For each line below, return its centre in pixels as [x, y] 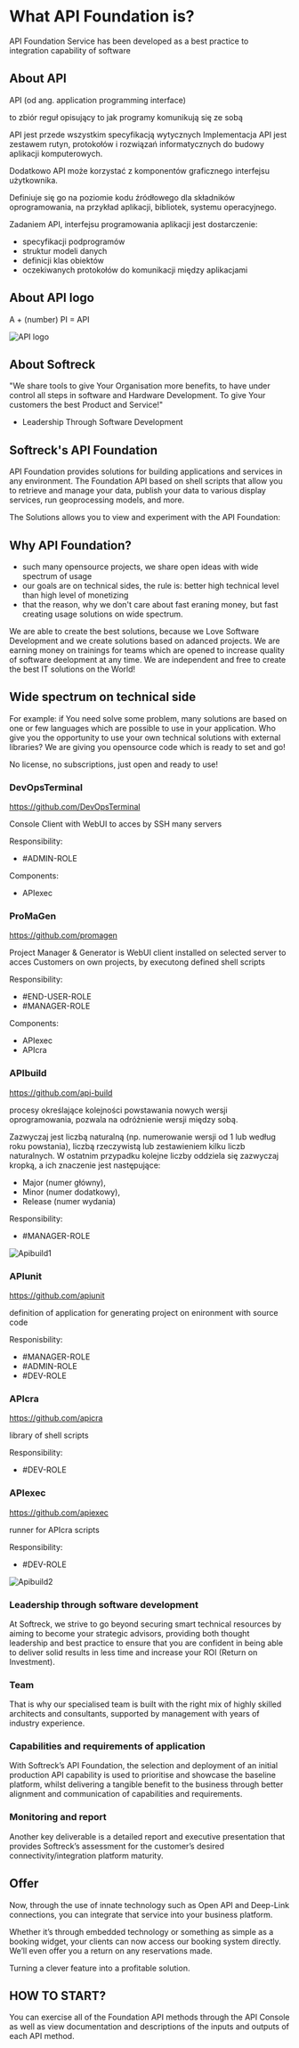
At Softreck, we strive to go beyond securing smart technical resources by [145, 1624]
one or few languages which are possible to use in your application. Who [142, 728]
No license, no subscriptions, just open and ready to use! [114, 764]
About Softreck [53, 364]
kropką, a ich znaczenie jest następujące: [85, 1165]
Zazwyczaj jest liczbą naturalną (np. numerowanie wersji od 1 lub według [142, 1137]
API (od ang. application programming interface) [98, 100]
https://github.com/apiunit [57, 1295]
